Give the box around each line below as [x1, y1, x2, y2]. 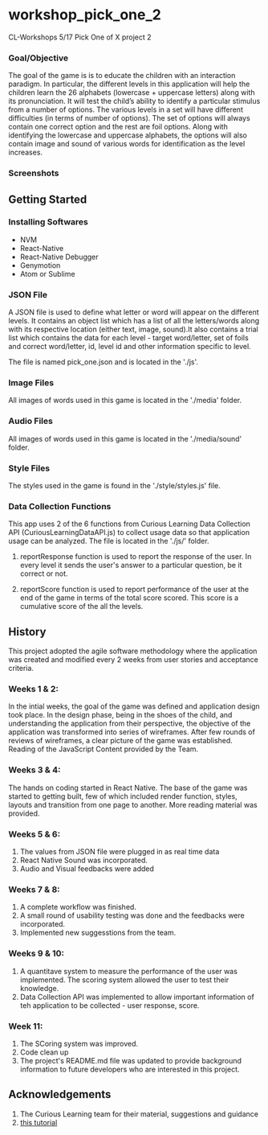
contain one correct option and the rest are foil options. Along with [8, 122, 229, 132]
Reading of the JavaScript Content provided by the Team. [8, 744, 199, 754]
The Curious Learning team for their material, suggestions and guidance [19, 1108, 259, 1119]
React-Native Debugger [19, 252, 99, 261]
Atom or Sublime [19, 269, 75, 278]
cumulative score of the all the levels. [19, 602, 144, 611]
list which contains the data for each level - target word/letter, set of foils [8, 333, 249, 343]
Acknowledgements [8, 1088, 112, 1101]
